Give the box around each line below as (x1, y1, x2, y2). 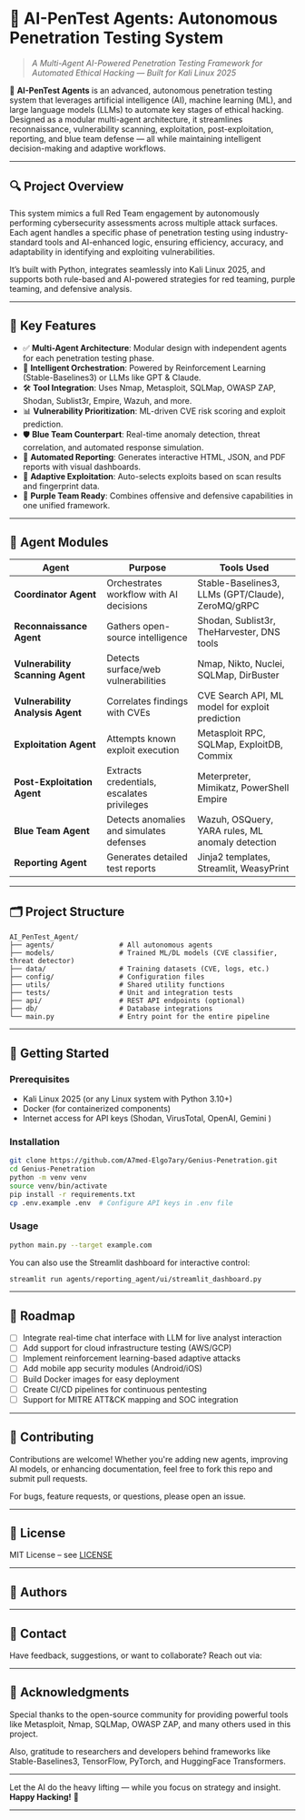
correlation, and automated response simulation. (22, 441, 204, 453)
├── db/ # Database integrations (9, 1004, 213, 1013)
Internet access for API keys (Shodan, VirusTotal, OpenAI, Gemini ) (22, 1112, 272, 1123)
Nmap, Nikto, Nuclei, (197, 658, 285, 670)
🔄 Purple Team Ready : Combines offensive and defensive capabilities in (22, 490, 293, 501)
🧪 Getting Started (9, 1045, 110, 1061)
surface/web (106, 663, 162, 676)
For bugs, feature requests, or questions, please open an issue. (9, 1491, 247, 1502)
